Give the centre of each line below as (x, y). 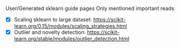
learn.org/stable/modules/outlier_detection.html (72, 39)
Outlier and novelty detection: (50, 32)
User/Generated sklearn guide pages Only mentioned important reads (90, 8)
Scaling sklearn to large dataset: (53, 19)
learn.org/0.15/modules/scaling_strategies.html (70, 26)
